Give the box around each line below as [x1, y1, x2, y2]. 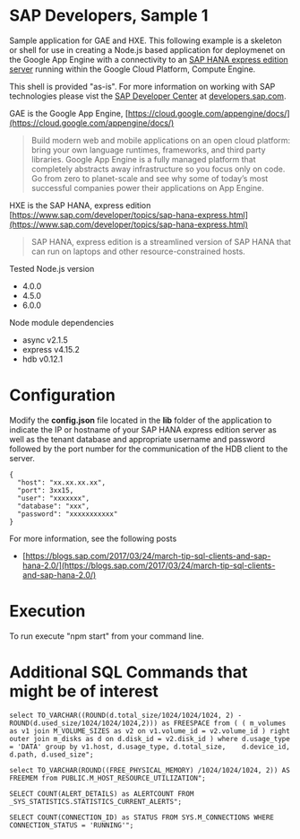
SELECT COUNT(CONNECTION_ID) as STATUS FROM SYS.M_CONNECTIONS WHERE [9, 813, 275, 822]
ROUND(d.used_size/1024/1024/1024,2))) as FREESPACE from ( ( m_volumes [9, 719, 287, 728]
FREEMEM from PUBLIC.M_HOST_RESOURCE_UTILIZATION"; [9, 773, 206, 782]
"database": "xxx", [17, 502, 90, 511]
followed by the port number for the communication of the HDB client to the [9, 443, 288, 454]
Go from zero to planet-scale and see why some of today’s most [30, 172, 269, 184]
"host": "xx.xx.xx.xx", [17, 477, 106, 487]
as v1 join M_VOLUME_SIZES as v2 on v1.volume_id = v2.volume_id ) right [9, 726, 291, 736]
